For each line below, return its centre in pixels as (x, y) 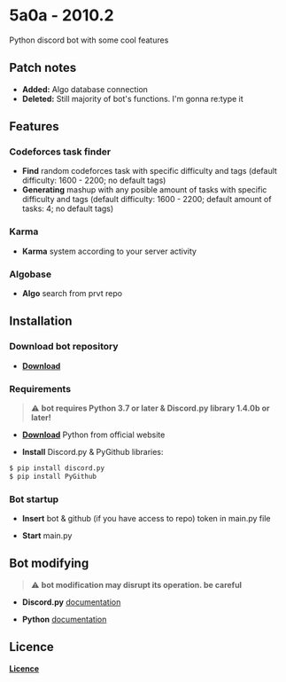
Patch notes (43, 68)
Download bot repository (64, 347)
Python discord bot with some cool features (89, 40)
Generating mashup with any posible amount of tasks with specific (144, 190)
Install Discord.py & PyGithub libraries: (93, 452)
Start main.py (47, 536)
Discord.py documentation (71, 602)
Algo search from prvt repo (72, 294)
